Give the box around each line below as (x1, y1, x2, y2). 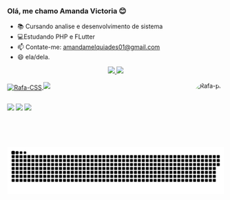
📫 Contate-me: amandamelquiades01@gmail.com (17, 43, 160, 51)
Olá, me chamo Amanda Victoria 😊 (7, 6, 127, 16)
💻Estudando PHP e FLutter (17, 32, 95, 41)
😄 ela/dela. (17, 53, 50, 61)
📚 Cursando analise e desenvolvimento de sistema (17, 22, 163, 30)
